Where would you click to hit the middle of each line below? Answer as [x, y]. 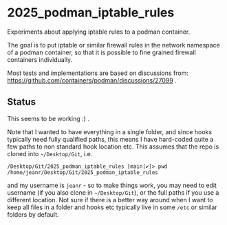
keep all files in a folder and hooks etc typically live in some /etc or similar [112, 207]
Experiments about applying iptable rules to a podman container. [99, 32]
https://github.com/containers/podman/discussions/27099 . [92, 80]
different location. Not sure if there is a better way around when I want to [110, 200]
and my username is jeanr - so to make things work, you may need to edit [112, 185]
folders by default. [33, 214]
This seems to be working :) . [48, 118]
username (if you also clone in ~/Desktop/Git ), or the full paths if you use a [113, 192]
